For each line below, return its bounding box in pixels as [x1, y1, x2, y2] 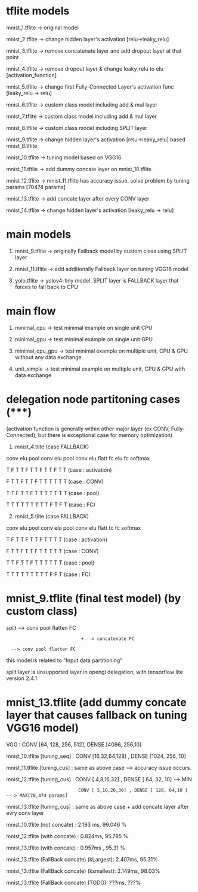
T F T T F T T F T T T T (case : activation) [6, 536, 108, 543]
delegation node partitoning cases [6, 393, 181, 406]
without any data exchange [14, 353, 82, 360]
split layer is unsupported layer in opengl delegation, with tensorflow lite [6, 668, 183, 675]
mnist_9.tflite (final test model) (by [6, 591, 181, 605]
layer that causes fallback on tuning [6, 708, 188, 722]
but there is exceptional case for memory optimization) [38, 431, 173, 438]
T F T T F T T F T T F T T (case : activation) [6, 466, 112, 474]
